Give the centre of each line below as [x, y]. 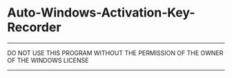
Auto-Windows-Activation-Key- [101, 13]
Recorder [34, 27]
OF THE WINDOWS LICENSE [48, 60]
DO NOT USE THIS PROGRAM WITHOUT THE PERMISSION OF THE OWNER [115, 52]
